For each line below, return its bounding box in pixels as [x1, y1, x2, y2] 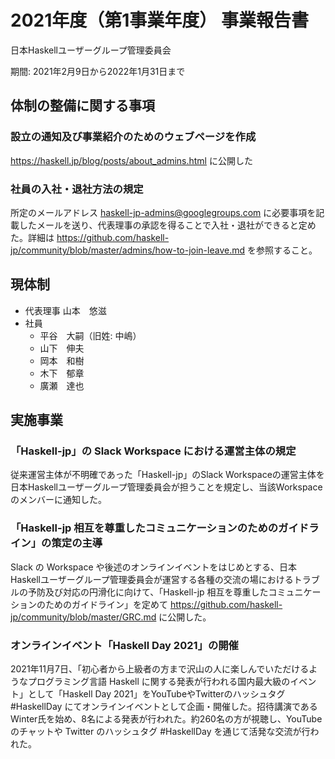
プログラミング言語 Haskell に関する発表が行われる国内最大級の [27, 676, 291, 688]
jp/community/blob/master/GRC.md [10, 611, 157, 623]
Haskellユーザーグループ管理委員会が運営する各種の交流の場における [10, 573, 294, 585]
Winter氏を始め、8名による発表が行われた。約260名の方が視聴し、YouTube [10, 713, 323, 725]
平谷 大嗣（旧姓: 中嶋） [39, 329, 142, 341]
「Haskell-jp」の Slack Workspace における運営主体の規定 [10, 444, 297, 458]
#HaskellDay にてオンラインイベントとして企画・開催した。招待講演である [10, 701, 318, 713]
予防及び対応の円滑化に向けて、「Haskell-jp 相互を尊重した [27, 586, 269, 598]
